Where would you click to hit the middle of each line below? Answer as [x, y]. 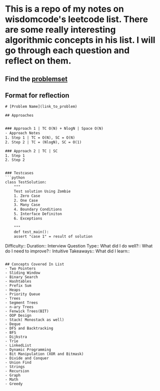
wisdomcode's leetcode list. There [77, 19]
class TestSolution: [26, 182]
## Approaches [20, 116]
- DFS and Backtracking [29, 328]
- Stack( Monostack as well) [35, 320]
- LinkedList [18, 345]
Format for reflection [37, 95]
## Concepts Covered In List [35, 264]
